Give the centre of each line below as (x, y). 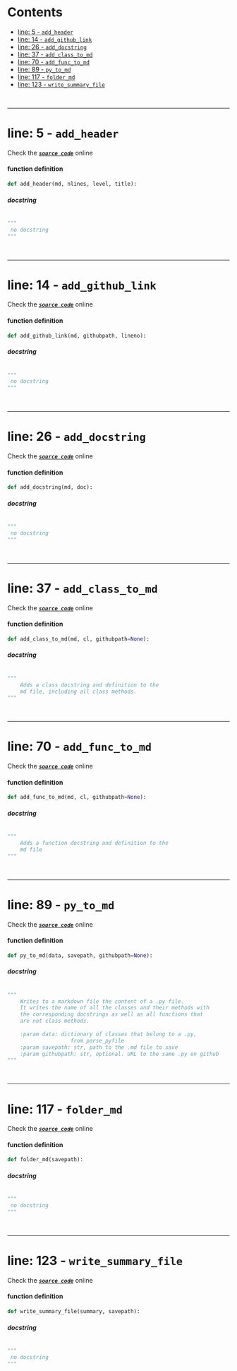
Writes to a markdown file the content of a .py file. (102, 1001)
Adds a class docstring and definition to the (90, 685)
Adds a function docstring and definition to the (95, 843)
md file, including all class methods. (79, 692)
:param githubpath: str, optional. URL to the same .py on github (120, 1054)
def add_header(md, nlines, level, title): (72, 184)
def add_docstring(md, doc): (50, 487)
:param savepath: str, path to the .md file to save (99, 1047)
